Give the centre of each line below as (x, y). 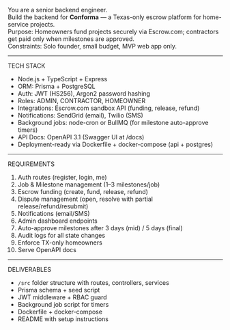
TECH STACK (27, 66)
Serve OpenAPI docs (47, 250)
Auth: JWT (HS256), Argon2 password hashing (84, 94)
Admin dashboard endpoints (57, 221)
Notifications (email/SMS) (54, 214)
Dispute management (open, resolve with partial (85, 199)
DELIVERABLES (30, 270)
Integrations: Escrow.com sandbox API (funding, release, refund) (109, 108)
